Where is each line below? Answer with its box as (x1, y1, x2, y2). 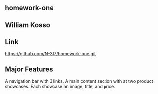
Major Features (5, 65, 53, 73)
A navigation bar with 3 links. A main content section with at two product (5, 78, 154, 84)
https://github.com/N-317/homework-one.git (5, 50, 96, 56)
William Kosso (5, 21, 51, 29)
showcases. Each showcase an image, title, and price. (5, 84, 115, 90)
